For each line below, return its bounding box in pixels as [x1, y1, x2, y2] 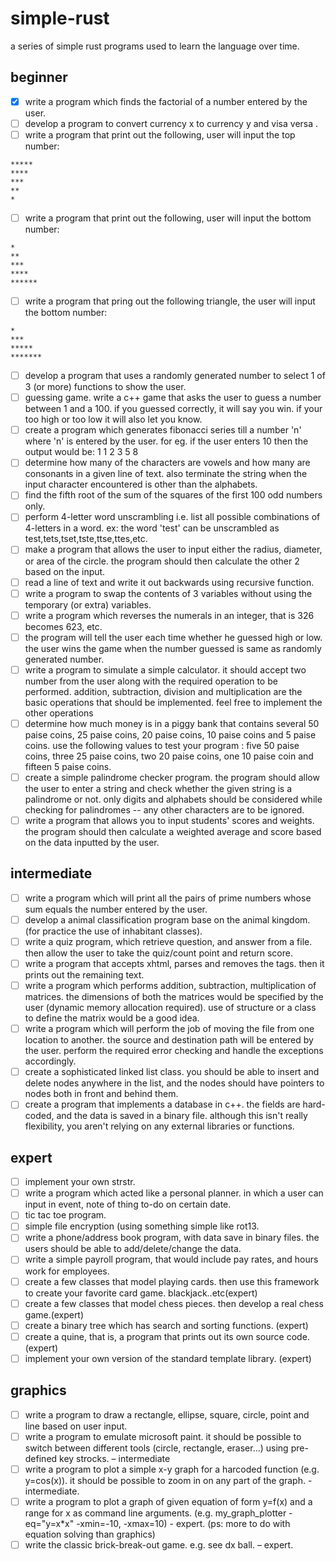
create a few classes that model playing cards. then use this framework [24, 1275, 320, 1287]
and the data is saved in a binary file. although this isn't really [56, 1110, 308, 1122]
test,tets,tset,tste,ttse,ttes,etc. [24, 533, 148, 545]
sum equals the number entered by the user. [24, 903, 208, 915]
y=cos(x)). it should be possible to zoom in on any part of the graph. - [24, 1474, 313, 1486]
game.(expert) [24, 1308, 85, 1321]
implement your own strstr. [24, 1176, 136, 1188]
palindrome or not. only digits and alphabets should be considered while [24, 793, 323, 805]
